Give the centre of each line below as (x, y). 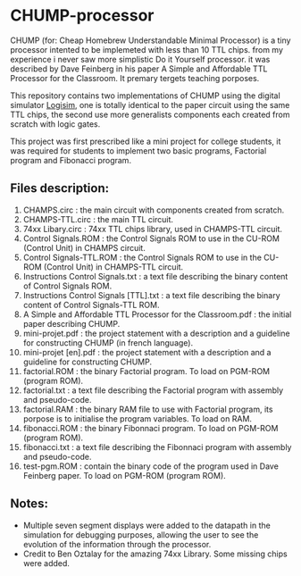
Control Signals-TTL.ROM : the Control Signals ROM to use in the (142, 257)
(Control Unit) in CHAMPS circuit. (84, 247)
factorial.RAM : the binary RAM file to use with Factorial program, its (148, 409)
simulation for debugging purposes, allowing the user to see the (141, 534)
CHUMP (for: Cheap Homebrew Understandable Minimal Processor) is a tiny (150, 40)
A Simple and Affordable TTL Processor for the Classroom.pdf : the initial (157, 314)
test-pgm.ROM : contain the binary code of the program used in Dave (151, 466)
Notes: (29, 504)
